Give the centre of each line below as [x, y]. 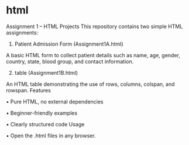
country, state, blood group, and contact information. [70, 61]
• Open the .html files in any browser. [51, 136]
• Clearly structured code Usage [45, 124]
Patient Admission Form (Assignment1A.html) [69, 44]
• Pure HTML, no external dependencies [55, 101]
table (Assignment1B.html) [46, 72]
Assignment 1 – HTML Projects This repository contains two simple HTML [94, 26]
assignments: [22, 32]
